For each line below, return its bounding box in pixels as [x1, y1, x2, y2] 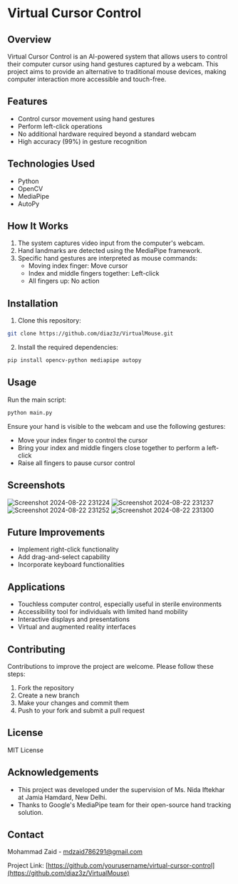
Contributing [7, 643, 66, 655]
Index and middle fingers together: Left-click [28, 269, 160, 278]
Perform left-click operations [17, 122, 103, 130]
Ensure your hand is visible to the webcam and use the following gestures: [7, 422, 226, 430]
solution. [17, 808, 43, 816]
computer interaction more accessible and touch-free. [7, 75, 167, 83]
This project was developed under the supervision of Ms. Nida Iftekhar [17, 785, 225, 794]
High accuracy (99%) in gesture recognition [17, 137, 148, 145]
